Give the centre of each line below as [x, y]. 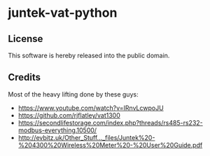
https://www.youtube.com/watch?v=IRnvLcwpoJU [91, 108]
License [26, 39]
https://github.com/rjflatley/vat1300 [69, 115]
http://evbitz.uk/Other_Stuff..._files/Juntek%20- [86, 137]
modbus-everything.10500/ [57, 130]
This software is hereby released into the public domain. [89, 55]
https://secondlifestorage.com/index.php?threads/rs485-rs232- [110, 122]
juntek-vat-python [63, 13]
